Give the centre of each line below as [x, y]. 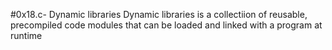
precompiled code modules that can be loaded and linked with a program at [166, 25]
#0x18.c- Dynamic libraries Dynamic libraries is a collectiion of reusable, [159, 14]
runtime [26, 35]
